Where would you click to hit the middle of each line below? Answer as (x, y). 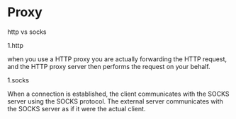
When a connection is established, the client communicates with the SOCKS (118, 94)
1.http (15, 45)
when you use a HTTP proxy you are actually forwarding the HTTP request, (117, 59)
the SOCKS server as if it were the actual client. (77, 108)
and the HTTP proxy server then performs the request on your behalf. (109, 66)
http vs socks (27, 32)
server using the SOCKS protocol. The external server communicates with (115, 101)
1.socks (18, 80)
